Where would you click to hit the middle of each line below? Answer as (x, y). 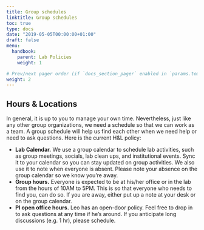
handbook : (24, 52)
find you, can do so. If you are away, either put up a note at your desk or (105, 195)
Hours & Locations (42, 104)
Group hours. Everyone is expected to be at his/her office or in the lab (103, 182)
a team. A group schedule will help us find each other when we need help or (102, 132)
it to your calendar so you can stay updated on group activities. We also (105, 163)
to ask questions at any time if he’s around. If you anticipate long (96, 214)
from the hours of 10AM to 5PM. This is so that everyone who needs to (104, 188)
